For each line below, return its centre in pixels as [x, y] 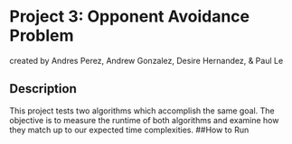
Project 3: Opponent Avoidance [130, 17]
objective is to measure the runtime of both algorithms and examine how [144, 120]
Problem [42, 36]
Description [43, 89]
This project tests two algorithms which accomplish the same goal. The [142, 111]
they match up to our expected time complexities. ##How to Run [129, 130]
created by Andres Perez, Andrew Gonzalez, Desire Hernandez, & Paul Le [146, 60]
